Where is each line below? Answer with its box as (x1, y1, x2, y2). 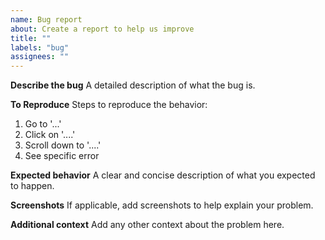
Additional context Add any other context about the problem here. (10, 219, 285, 231)
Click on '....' (24, 129, 76, 141)
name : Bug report (10, 14, 83, 25)
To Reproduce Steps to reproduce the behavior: (10, 99, 208, 111)
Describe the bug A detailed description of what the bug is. (10, 79, 256, 91)
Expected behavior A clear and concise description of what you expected (10, 169, 316, 181)
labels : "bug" (10, 42, 70, 53)
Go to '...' (24, 118, 62, 130)
